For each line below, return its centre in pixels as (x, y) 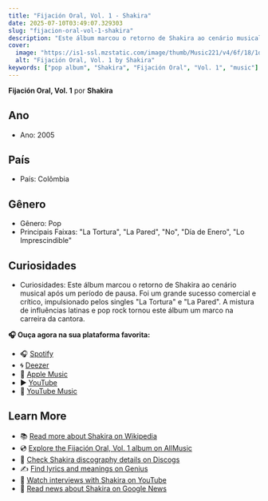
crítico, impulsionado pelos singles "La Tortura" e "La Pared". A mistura (137, 302)
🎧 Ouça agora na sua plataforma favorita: (79, 335)
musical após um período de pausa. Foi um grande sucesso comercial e (138, 293)
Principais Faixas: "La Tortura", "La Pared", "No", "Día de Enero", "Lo (132, 232)
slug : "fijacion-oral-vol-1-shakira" (71, 30)
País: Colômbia (44, 179)
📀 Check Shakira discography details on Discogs (100, 459)
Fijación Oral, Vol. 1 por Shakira (61, 90)
